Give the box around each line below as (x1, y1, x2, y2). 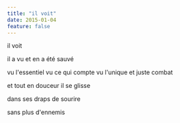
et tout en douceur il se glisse (7, 82, 91, 90)
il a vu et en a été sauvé (7, 55, 74, 63)
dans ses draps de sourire (7, 95, 81, 103)
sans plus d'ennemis (7, 108, 65, 117)
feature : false (7, 23, 51, 30)
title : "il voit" (7, 10, 57, 17)
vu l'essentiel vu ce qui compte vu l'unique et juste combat (7, 68, 173, 76)
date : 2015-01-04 (7, 16, 57, 23)
